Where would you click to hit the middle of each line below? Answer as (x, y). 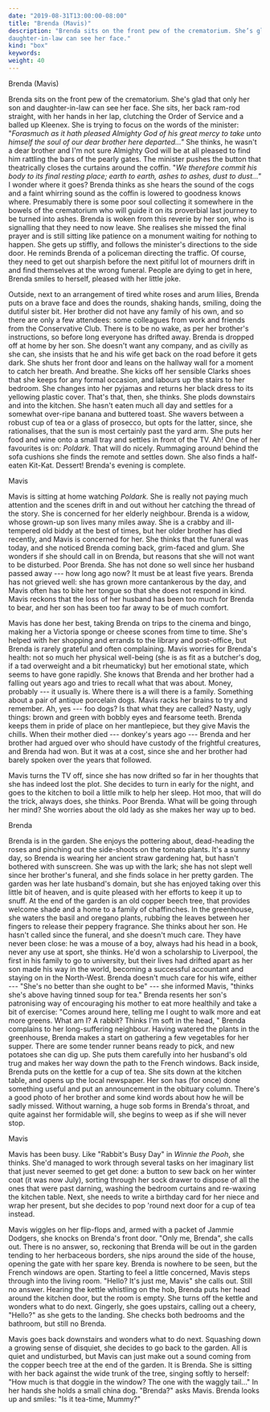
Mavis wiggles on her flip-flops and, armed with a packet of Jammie (121, 1229)
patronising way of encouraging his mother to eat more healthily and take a (133, 1003)
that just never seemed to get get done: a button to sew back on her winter (132, 1171)
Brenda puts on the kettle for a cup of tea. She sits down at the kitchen (125, 1072)
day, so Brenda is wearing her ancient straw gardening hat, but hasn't (123, 858)
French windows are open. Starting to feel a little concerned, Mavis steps (129, 1272)
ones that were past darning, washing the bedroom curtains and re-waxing (133, 1188)
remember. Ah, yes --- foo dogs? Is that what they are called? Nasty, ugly (130, 708)
